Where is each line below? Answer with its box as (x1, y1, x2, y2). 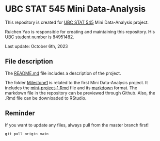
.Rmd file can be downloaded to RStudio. (5, 95, 87, 101)
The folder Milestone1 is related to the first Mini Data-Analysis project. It (5, 79, 148, 85)
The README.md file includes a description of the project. (5, 70, 121, 76)
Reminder (5, 109, 35, 117)
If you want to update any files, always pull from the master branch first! (5, 122, 149, 128)
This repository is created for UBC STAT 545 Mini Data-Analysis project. (5, 19, 149, 25)
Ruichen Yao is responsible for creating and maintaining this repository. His (5, 29, 155, 34)
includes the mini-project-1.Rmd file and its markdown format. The (5, 85, 137, 91)
